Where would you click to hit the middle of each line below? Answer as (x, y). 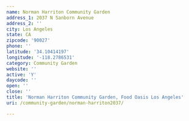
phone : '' (19, 46)
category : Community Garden (42, 63)
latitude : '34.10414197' (38, 52)
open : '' (17, 86)
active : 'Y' (21, 75)
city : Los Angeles (30, 29)
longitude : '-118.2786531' (41, 57)
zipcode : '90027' (28, 40)
